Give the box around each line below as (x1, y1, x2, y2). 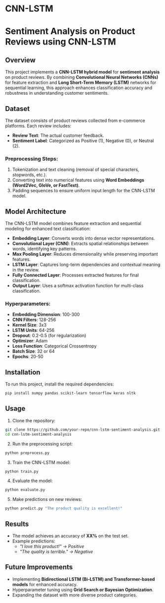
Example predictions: (12, 538, 55, 544)
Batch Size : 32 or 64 (12, 348, 55, 354)
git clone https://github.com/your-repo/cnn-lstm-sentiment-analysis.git (5, 427, 161, 432)
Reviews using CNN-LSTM (5, 36, 116, 48)
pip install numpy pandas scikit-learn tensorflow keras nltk (5, 391, 136, 396)
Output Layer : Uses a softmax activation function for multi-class (12, 283, 144, 289)
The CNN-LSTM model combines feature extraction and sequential (5, 220, 142, 226)
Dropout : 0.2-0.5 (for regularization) (12, 332, 86, 338)
